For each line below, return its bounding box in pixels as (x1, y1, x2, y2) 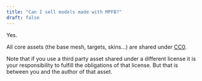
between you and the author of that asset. (6, 68, 112, 75)
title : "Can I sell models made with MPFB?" (6, 9, 122, 15)
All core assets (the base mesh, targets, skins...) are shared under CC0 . (6, 43, 187, 51)
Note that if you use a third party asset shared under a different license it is (6, 55, 196, 62)
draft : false (6, 15, 40, 21)
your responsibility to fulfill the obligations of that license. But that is (6, 62, 178, 69)
